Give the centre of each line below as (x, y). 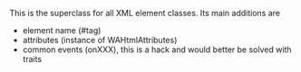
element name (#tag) (62, 30)
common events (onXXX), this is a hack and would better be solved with (157, 49)
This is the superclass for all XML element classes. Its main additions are (145, 13)
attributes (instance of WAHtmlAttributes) (100, 40)
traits (32, 59)
